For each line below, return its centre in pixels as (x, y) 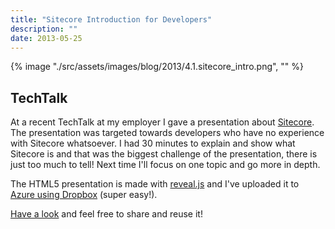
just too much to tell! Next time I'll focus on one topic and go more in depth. (165, 165)
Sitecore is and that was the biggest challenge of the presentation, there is (164, 154)
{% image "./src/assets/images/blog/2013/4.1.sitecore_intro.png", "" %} (157, 67)
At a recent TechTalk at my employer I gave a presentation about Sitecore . (162, 122)
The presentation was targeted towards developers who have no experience (167, 133)
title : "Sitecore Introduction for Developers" (111, 19)
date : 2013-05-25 (46, 38)
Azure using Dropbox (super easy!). (84, 195)
